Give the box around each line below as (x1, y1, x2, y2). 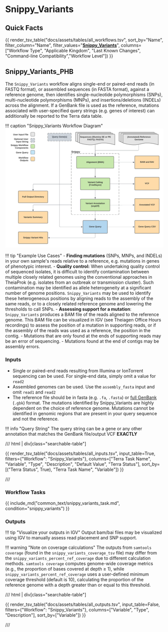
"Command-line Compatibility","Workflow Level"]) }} (5, 53, 113, 59)
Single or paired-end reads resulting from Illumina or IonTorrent (12, 367, 143, 373)
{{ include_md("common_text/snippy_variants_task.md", (5, 500, 120, 506)
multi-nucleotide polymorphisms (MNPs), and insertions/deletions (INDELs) (5, 97, 161, 103)
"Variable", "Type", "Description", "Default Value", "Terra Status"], (5, 461, 141, 467)
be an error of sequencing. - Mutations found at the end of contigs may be (5, 338, 159, 344)
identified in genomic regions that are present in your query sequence (12, 410, 157, 416)
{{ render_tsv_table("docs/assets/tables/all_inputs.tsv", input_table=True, (5, 450, 155, 456)
